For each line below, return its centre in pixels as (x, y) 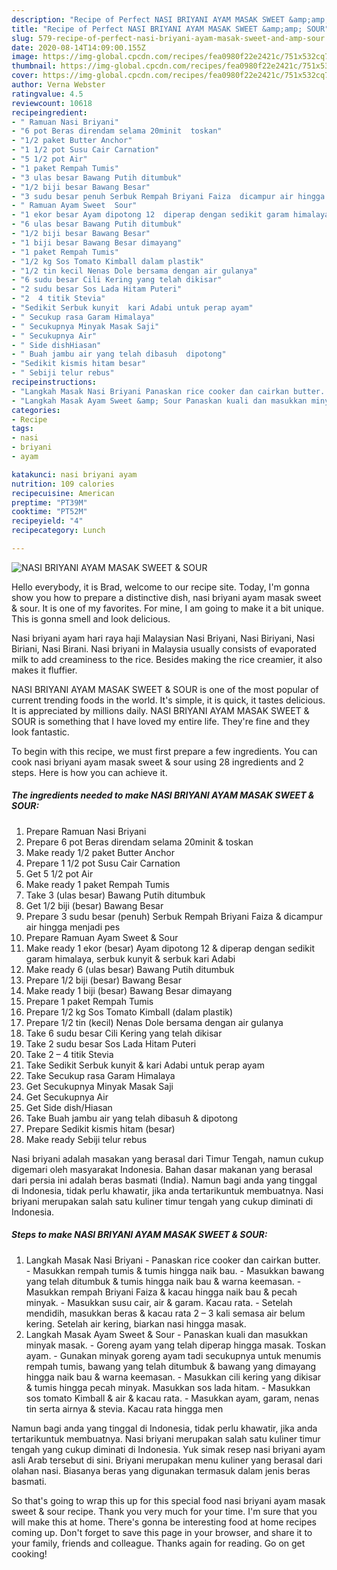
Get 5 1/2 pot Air (59, 873)
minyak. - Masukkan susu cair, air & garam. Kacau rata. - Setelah (159, 1302)
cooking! (29, 1553)
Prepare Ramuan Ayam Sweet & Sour (102, 937)
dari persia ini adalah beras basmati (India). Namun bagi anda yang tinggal (164, 1180)
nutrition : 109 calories (63, 484)
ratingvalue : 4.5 (47, 94)
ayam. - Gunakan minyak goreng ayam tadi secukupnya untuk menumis (173, 1355)
